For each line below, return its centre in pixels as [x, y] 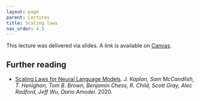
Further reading [36, 65]
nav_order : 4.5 [25, 29]
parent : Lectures [28, 17]
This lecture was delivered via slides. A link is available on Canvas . [89, 46]
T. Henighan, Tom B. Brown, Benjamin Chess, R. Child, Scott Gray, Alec [104, 85]
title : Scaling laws [32, 23]
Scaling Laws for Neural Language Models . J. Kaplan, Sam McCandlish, [105, 79]
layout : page [23, 12]
